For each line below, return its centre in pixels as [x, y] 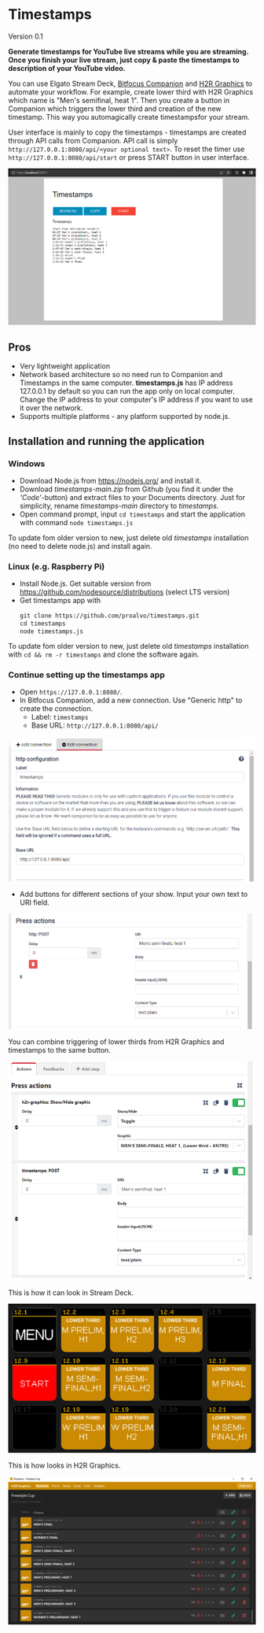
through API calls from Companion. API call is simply [93, 140]
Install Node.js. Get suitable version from [85, 583]
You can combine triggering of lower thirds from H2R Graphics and [116, 1042]
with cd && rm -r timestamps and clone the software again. [104, 654]
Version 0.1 [26, 36]
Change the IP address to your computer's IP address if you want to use [136, 400]
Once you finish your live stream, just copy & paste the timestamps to [124, 60]
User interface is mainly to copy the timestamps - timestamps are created [127, 132]
